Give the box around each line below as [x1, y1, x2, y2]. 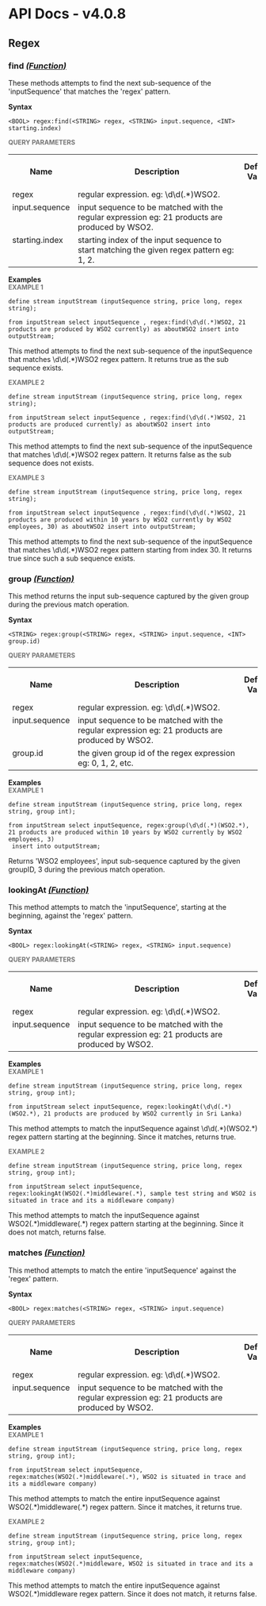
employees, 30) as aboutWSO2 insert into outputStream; [8, 522, 196, 530]
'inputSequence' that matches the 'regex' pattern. [8, 87, 171, 96]
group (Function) [8, 573, 74, 584]
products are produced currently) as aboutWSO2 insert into [8, 420, 211, 429]
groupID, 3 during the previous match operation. [8, 865, 165, 874]
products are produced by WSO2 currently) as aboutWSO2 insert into [8, 325, 239, 333]
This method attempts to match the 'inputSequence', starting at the [8, 903, 227, 912]
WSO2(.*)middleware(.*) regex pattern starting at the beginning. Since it [8, 1219, 244, 1229]
